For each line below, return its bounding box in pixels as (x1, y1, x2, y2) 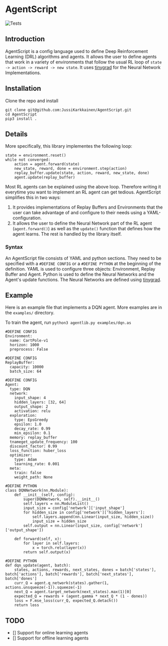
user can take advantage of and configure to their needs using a (12, 210, 146, 216)
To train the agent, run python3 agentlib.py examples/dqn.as (5, 319, 132, 326)
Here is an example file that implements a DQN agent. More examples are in (5, 304, 162, 310)
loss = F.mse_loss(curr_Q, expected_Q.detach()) (14, 598, 118, 603)
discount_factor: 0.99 (10, 444, 57, 449)
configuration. (12, 215, 42, 221)
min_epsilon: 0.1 (14, 431, 51, 436)
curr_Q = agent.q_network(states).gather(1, (14, 580, 109, 586)
